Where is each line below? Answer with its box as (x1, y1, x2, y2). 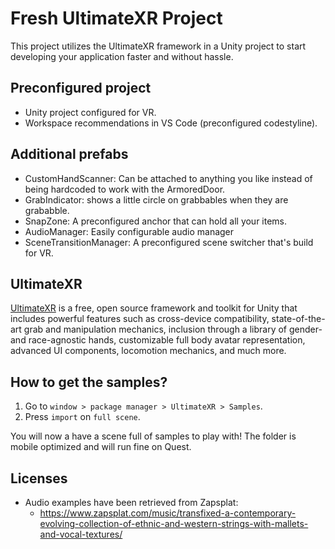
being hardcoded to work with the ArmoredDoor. (24, 183, 226, 195)
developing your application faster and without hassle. (10, 50, 234, 62)
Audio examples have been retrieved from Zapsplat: (24, 497, 239, 508)
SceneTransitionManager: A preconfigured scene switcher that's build (24, 236, 314, 248)
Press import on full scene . (24, 411, 141, 423)
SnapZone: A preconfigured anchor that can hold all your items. (24, 215, 288, 227)
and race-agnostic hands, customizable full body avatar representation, (10, 334, 306, 346)
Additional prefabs (10, 146, 129, 163)
